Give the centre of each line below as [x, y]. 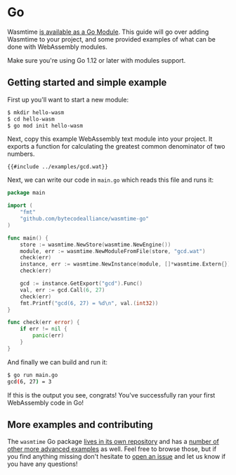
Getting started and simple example [87, 83]
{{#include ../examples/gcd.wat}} [58, 167]
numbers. [21, 154]
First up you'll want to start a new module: [68, 99]
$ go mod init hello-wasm [45, 125]
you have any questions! [43, 464]
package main [26, 193]
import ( [20, 206]
